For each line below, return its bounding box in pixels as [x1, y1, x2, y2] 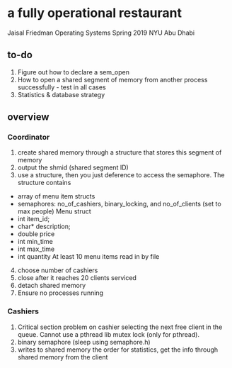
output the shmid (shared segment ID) [17, 163, 129, 172]
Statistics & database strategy [17, 90, 105, 99]
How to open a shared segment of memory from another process [17, 75, 208, 84]
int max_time [17, 245, 55, 253]
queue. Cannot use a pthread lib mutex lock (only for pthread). [17, 330, 200, 338]
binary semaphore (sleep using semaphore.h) [17, 338, 151, 346]
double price [17, 230, 55, 238]
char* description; [17, 222, 71, 231]
